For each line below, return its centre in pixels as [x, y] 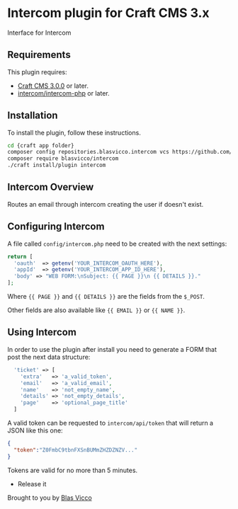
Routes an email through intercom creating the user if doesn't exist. [106, 204]
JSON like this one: [35, 430]
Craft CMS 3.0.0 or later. [53, 86]
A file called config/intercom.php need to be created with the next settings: [117, 244]
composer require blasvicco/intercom [63, 159]
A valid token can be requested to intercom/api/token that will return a [110, 423]
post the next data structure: [49, 357]
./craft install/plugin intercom [57, 165]
